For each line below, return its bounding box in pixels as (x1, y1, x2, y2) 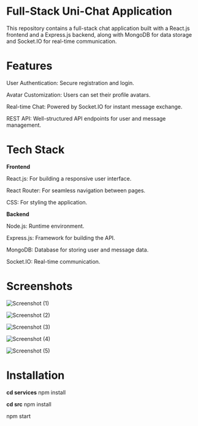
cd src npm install (6, 400, 52, 408)
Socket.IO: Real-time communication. (6, 258, 101, 265)
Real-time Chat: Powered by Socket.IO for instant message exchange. (6, 103, 183, 110)
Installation (6, 368, 65, 382)
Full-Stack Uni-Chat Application (6, 4, 173, 18)
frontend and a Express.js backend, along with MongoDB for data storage (6, 31, 192, 38)
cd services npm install (6, 389, 66, 396)
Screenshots (6, 280, 73, 293)
